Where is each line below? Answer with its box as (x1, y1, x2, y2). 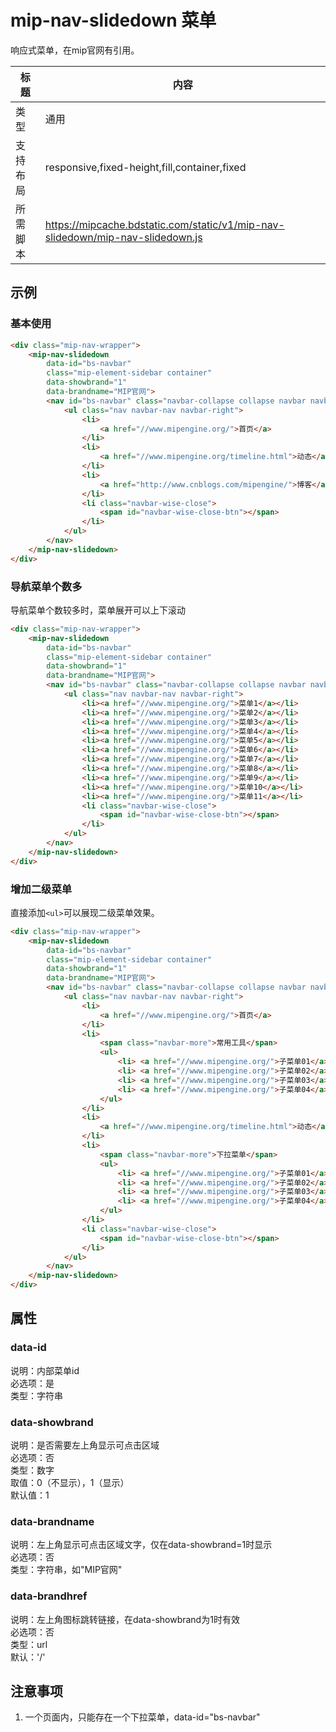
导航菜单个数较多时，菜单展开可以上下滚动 (10, 604, 186, 616)
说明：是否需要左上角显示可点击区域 (10, 1439, 160, 1451)
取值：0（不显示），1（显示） (10, 1477, 130, 1489)
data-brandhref (10, 1589, 88, 1603)
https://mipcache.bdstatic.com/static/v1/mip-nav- (44, 217, 285, 231)
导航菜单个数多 (10, 579, 83, 593)
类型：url (10, 1638, 48, 1650)
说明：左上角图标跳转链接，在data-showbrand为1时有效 (10, 1613, 240, 1625)
